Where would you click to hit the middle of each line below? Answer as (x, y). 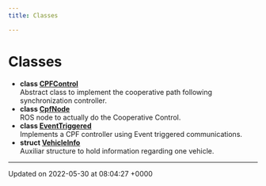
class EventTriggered (55, 125)
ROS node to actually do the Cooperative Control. (100, 117)
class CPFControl (49, 83)
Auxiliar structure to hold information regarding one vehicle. (117, 150)
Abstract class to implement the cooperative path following (116, 92)
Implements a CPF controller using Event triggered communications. (131, 134)
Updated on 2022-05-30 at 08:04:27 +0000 (80, 173)
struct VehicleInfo (50, 142)
